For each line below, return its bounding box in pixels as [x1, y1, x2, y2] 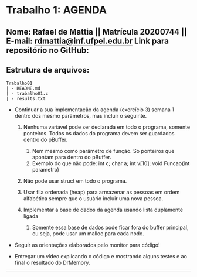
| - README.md [6, 86, 41, 91]
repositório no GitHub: [6, 45, 89, 55]
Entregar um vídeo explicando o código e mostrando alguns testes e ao [14, 253, 188, 260]
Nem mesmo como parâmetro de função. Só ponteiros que [32, 148, 175, 155]
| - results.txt [6, 96, 46, 102]
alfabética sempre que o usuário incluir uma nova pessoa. [23, 195, 164, 202]
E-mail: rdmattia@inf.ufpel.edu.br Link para [6, 36, 169, 46]
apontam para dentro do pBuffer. [32, 153, 111, 161]
